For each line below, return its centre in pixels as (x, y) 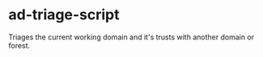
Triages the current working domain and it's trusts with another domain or (131, 37)
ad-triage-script (64, 15)
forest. (19, 45)
